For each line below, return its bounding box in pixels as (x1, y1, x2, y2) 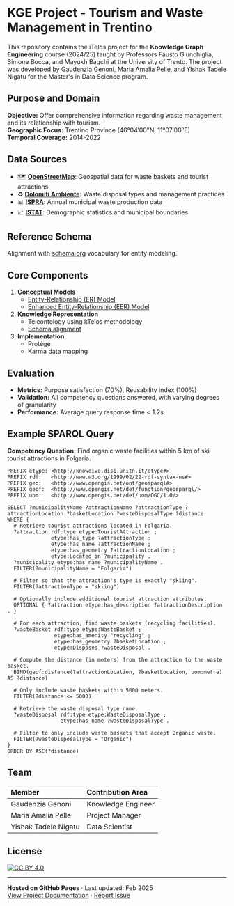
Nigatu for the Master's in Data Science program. (7, 72, 148, 81)
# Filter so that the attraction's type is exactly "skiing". (13, 577, 198, 584)
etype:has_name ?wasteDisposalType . (60, 717, 170, 724)
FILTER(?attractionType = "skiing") (13, 583, 120, 590)
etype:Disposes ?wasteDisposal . (54, 644, 151, 651)
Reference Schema (7, 231, 92, 242)
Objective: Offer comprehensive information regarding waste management (7, 111, 223, 119)
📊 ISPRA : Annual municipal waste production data (17, 197, 163, 206)
